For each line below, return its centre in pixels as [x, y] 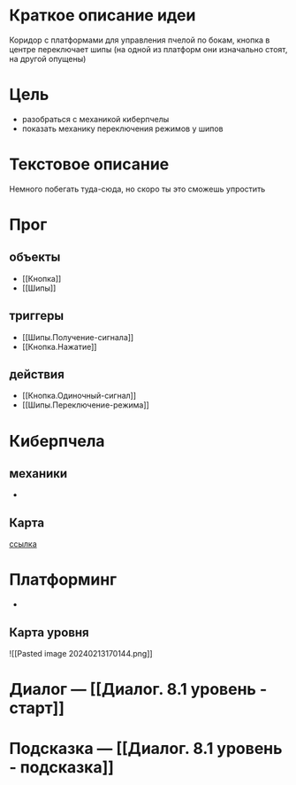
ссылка [23, 544]
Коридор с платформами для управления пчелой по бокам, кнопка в [140, 40]
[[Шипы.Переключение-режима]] [86, 405]
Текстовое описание [89, 164]
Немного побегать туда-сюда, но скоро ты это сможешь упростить [137, 189]
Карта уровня [49, 632]
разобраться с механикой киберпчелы [95, 119]
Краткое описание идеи [102, 16]
